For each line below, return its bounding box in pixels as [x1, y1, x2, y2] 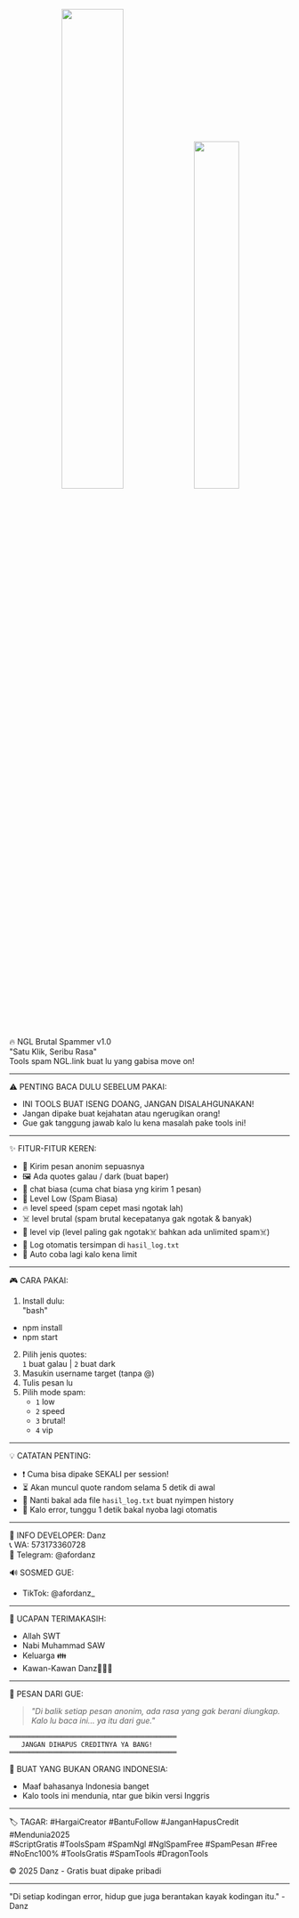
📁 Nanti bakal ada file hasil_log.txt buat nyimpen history [21, 1495, 234, 1505]
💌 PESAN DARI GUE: [9, 1688, 84, 1699]
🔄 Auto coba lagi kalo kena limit [21, 1249, 138, 1259]
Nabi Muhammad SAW [21, 1640, 105, 1651]
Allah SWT [21, 1630, 61, 1641]
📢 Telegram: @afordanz [9, 1549, 96, 1560]
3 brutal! [35, 1416, 66, 1426]
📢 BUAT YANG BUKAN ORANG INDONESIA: [9, 1764, 168, 1774]
